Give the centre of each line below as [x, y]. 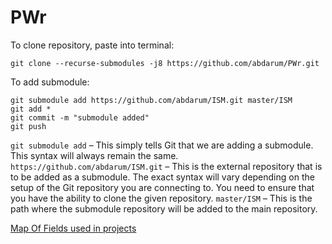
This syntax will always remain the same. [94, 155]
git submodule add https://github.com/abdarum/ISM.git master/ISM [151, 100]
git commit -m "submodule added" [80, 117]
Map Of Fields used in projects [73, 228]
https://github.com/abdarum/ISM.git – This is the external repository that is [166, 166]
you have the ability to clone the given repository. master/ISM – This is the [161, 198]
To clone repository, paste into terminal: [92, 45]
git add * [31, 109]
